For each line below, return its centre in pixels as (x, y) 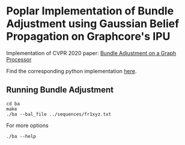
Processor (19, 59)
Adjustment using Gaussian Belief (93, 24)
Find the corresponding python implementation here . (71, 71)
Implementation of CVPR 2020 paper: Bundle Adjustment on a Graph (91, 53)
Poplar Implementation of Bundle (90, 11)
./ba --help (21, 136)
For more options (28, 125)
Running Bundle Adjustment (60, 90)
